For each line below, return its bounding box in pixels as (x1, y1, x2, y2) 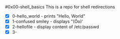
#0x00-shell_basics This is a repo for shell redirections (5, 4, 115, 10)
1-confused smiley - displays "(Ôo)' (12, 19, 84, 24)
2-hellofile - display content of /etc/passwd (12, 24, 99, 30)
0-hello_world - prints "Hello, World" (12, 13, 86, 19)
